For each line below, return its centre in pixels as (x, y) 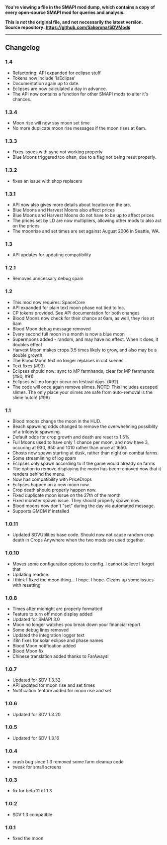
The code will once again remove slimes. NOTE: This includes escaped (85, 387)
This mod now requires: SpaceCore (49, 302)
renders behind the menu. (39, 474)
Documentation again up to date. (46, 83)
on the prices (26, 225)
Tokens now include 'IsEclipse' (44, 78)
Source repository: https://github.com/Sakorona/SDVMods (68, 27)
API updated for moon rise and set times (54, 685)
